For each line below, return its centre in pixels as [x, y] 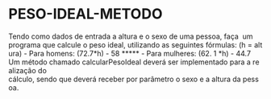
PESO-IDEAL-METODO [85, 14]
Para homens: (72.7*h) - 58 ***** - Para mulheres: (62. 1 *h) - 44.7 [140, 53]
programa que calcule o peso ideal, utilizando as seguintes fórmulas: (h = [130, 44]
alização [22, 70]
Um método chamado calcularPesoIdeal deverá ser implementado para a [130, 62]
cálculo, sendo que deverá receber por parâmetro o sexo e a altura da [125, 79]
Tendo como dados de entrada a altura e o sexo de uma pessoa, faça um [131, 36]
